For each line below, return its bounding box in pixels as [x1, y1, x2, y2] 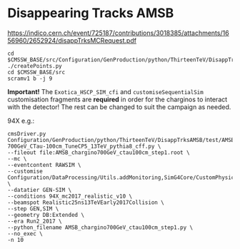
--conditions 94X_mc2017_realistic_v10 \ [7, 193, 133, 200]
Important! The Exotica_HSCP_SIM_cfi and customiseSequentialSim [7, 87, 204, 96]
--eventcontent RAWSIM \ [7, 161, 81, 168]
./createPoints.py [7, 62, 62, 69]
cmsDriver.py [7, 130, 46, 137]
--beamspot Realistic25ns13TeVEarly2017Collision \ [7, 198, 164, 206]
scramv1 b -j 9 [7, 75, 53, 82]
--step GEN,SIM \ [7, 205, 59, 212]
